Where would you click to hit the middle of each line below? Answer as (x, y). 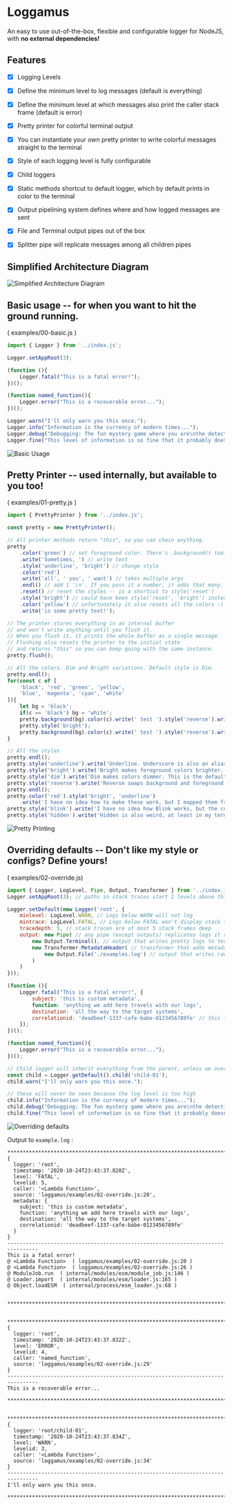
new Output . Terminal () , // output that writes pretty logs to (123, 941)
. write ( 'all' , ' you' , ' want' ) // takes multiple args (102, 579)
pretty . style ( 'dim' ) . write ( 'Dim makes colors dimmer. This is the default (117, 777)
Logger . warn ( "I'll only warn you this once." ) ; (77, 421)
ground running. (43, 316)
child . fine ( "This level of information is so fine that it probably (108, 1113)
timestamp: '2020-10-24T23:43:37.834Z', (72, 1437)
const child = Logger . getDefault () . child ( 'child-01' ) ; (88, 1075)
